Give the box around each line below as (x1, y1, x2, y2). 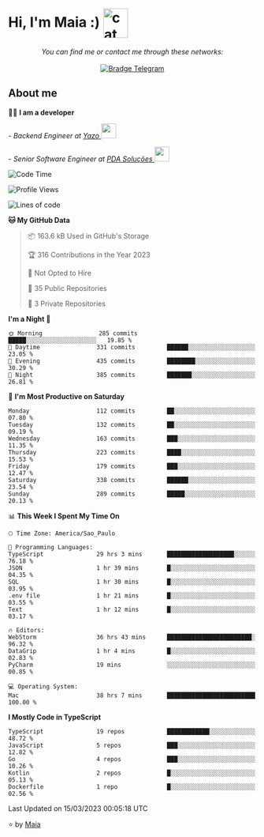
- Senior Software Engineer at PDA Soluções (8, 154, 153, 164)
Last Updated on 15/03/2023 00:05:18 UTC (8, 803, 148, 813)
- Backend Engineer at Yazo (8, 130, 100, 140)
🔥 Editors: (8, 626, 45, 634)
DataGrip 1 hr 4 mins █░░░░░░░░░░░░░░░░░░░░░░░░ (8, 647, 256, 655)
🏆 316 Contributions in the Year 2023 (27, 250, 151, 259)
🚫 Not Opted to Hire (27, 268, 92, 277)
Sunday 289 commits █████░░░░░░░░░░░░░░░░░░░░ (8, 490, 256, 498)
